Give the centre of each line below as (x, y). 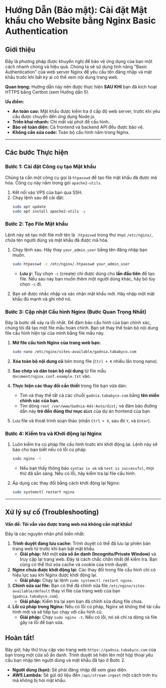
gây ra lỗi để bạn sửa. (42, 622)
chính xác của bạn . (40, 401)
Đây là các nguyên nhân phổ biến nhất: (45, 534)
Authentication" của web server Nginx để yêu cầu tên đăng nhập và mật (79, 72)
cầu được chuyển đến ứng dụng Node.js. (54, 116)
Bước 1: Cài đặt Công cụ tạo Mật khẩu (51, 167)
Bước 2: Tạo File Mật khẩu (37, 224)
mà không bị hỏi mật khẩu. (39, 681)
